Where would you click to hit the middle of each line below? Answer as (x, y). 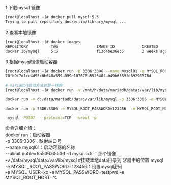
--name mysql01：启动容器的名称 (40, 147)
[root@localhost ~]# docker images (43, 42)
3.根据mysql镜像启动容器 (31, 62)
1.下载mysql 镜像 (23, 7)
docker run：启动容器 (28, 135)
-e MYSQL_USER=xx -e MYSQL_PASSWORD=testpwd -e (65, 172)
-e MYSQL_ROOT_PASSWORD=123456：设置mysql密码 (64, 166)
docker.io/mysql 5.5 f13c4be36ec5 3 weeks (82, 51)
